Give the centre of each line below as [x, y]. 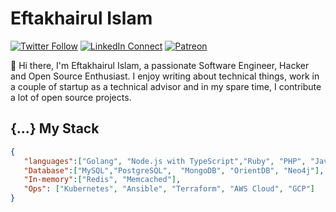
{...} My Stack [55, 128]
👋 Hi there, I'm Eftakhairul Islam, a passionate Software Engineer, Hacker [160, 65]
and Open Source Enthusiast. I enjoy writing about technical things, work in [165, 76]
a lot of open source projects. [71, 97]
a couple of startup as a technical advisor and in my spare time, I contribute [166, 86]
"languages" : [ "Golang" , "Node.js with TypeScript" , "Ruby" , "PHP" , [165, 161]
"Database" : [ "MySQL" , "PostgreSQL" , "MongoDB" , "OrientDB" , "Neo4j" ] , [174, 170]
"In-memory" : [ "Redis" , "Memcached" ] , [102, 180]
